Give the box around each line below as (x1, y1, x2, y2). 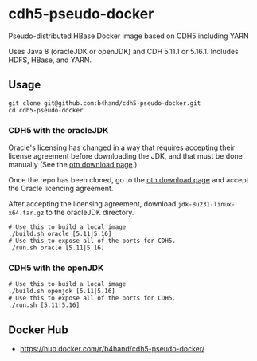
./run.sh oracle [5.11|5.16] (8, 244, 105, 252)
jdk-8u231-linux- (177, 201, 236, 209)
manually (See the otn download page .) (8, 160, 138, 170)
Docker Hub (8, 323, 69, 336)
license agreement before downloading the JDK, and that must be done (8, 151, 243, 161)
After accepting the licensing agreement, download (8, 199, 177, 209)
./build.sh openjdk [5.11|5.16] (8, 288, 115, 296)
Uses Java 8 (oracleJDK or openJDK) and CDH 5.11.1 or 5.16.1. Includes (8, 46, 239, 56)
